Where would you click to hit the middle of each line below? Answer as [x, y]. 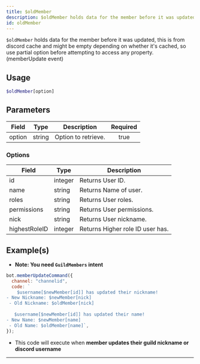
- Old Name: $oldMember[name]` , [49, 325]
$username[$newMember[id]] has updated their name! [79, 314]
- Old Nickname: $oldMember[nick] [51, 303]
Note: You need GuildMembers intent [59, 264]
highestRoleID [29, 229]
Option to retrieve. [80, 137]
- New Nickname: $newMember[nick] [49, 298]
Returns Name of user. [111, 190]
